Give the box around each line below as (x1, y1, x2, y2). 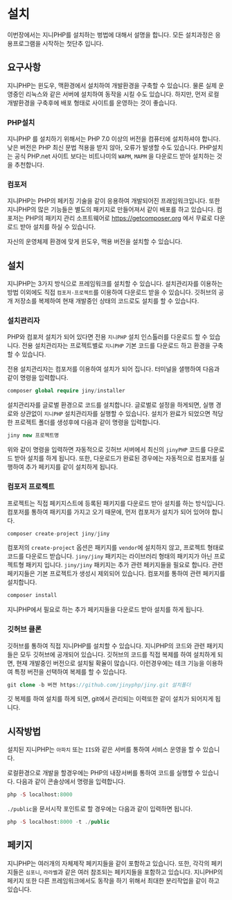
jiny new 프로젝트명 (7, 432, 60, 439)
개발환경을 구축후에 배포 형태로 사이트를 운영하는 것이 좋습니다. (7, 98, 178, 107)
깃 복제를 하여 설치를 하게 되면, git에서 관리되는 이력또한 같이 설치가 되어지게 (7, 695, 214, 703)
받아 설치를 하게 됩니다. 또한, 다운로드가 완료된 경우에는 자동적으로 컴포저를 (14, 454, 218, 462)
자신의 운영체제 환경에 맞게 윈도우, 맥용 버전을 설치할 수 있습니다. (7, 237, 183, 246)
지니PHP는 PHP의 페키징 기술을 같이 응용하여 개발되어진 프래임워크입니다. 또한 (7, 197, 220, 205)
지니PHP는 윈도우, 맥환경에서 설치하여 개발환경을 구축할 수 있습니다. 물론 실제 (7, 81, 217, 89)
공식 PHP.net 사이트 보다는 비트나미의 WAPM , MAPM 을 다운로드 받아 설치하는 (14, 152, 215, 160)
